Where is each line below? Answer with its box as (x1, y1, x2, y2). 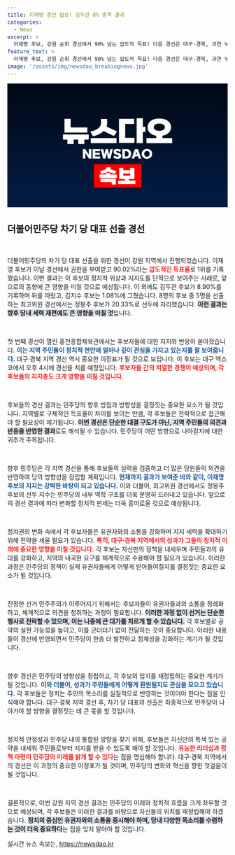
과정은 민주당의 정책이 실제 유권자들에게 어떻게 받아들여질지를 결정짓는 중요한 (7, 563, 219, 571)
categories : (7, 18, 42, 26)
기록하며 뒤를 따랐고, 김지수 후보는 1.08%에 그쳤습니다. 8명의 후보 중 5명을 (7, 291, 211, 300)
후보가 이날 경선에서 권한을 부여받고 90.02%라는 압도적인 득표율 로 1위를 (14, 265, 212, 274)
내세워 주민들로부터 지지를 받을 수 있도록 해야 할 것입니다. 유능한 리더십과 (20, 744, 220, 752)
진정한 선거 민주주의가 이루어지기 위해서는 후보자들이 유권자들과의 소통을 (7, 600, 206, 608)
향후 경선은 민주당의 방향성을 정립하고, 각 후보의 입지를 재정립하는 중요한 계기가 (7, 672, 224, 680)
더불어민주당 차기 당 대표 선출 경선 (7, 222, 145, 234)
